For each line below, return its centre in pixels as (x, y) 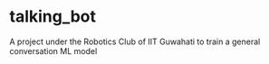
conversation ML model (53, 50)
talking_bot (53, 17)
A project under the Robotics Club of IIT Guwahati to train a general (135, 41)
